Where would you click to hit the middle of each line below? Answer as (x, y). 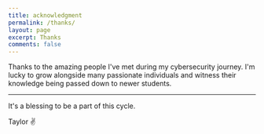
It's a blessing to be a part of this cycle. (72, 106)
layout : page (29, 30)
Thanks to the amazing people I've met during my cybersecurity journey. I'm (132, 67)
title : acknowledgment (45, 15)
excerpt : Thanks (35, 37)
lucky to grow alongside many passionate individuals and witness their (123, 75)
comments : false (35, 45)
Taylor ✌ (22, 121)
